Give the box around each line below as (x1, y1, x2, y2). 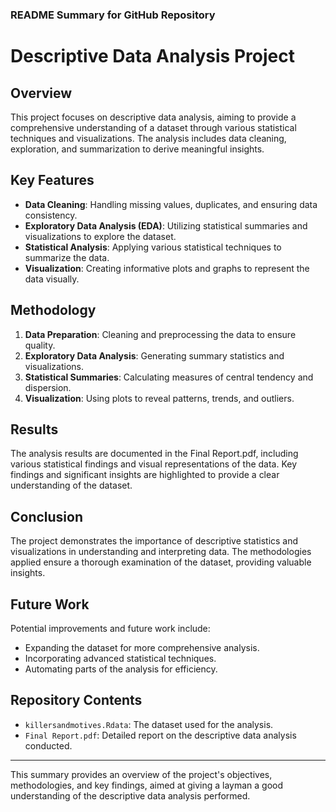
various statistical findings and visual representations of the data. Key (10, 458, 298, 470)
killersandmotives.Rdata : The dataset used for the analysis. (24, 718, 274, 730)
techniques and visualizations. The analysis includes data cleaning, (10, 132, 287, 144)
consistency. (24, 209, 78, 221)
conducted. (24, 739, 73, 752)
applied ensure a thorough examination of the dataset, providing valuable (10, 556, 312, 568)
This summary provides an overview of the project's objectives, (10, 768, 273, 780)
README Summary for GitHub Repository (10, 8, 216, 22)
